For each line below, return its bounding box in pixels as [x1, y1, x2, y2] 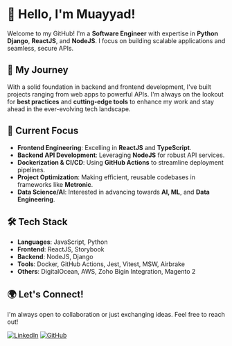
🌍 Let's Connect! [7, 288, 84, 300]
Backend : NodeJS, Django [17, 253, 93, 261]
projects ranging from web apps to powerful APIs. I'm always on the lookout [7, 90, 224, 98]
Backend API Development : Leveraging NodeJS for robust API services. [17, 151, 225, 159]
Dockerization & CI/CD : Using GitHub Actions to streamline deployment [17, 158, 224, 166]
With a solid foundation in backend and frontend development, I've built [7, 83, 211, 91]
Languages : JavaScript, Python [17, 238, 109, 246]
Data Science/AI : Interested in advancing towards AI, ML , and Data [17, 188, 210, 196]
